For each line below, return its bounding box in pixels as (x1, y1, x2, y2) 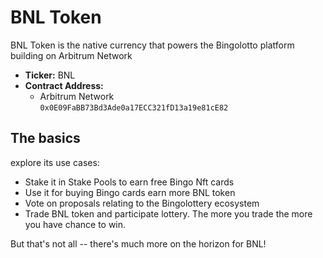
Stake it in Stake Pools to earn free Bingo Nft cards (24, 176, 235, 188)
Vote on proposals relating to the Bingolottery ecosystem (24, 197, 260, 209)
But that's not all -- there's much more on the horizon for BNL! (10, 237, 267, 250)
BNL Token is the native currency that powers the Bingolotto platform (10, 39, 295, 51)
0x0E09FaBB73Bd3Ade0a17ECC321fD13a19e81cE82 (39, 102, 229, 113)
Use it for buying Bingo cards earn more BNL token (24, 186, 236, 198)
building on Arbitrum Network (10, 49, 133, 61)
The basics (10, 130, 81, 147)
